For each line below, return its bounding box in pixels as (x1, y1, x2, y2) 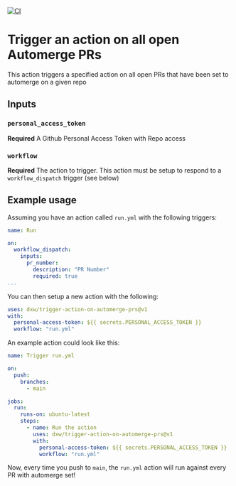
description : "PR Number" (33, 266, 110, 274)
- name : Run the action (26, 424, 97, 431)
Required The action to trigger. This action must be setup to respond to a (7, 166, 222, 174)
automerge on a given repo (7, 77, 87, 86)
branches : (20, 378, 50, 385)
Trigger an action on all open (7, 32, 180, 48)
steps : (20, 418, 40, 425)
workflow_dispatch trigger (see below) (7, 173, 119, 182)
